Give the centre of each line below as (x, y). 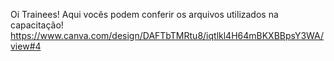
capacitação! (37, 25)
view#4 (26, 46)
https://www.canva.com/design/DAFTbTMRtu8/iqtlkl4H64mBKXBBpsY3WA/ (167, 35)
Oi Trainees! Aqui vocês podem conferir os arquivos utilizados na (144, 14)
